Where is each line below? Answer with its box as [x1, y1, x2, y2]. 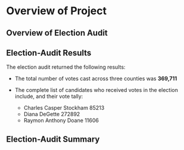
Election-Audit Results [6, 47, 92, 58]
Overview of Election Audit [6, 28, 108, 38]
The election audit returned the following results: [6, 63, 126, 71]
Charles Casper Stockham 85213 [23, 104, 105, 111]
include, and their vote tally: [14, 93, 83, 100]
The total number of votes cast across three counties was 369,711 [14, 75, 177, 82]
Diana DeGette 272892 [23, 111, 80, 118]
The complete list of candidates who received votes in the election [14, 87, 179, 94]
